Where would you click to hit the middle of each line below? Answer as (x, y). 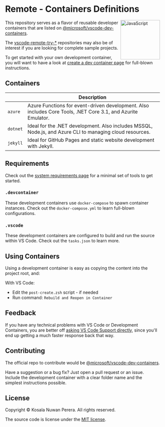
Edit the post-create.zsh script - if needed (55, 292)
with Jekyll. (41, 146)
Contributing (25, 351)
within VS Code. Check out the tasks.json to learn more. (63, 241)
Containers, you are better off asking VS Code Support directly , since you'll (81, 330)
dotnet (15, 129)
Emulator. (39, 118)
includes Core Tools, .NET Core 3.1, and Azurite (83, 112)
